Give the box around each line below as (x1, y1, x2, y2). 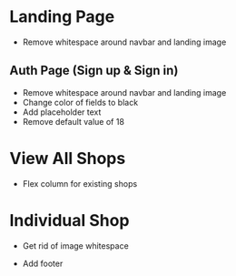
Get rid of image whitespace (22, 240, 129, 251)
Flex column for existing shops (22, 178, 138, 189)
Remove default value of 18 (22, 116, 125, 127)
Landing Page (9, 6, 115, 27)
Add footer (22, 258, 64, 269)
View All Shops (9, 148, 126, 169)
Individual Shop (9, 210, 130, 230)
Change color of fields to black (22, 97, 139, 107)
